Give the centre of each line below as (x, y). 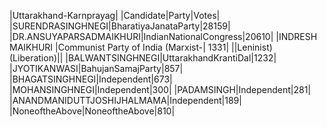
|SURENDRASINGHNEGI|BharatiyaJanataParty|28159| (120, 26)
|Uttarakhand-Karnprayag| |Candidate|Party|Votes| (115, 15)
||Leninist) (252, 47)
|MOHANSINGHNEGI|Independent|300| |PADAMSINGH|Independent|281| (160, 89)
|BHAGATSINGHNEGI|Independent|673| (91, 79)
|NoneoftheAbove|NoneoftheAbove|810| (92, 111)
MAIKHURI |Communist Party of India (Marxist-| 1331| (119, 47)
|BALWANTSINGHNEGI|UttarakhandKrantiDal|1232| (171, 58)
